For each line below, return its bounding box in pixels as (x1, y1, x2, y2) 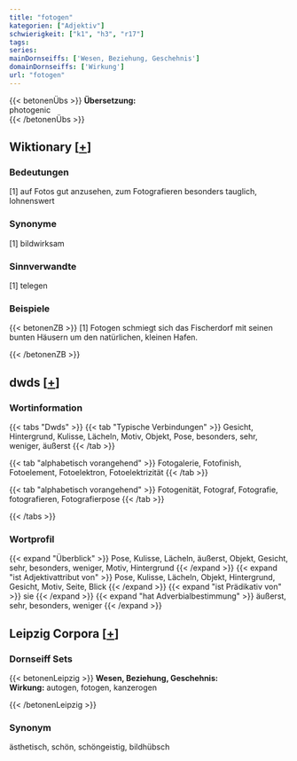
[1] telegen (9, 280, 49, 291)
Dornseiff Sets (9, 653, 73, 665)
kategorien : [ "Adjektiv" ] (9, 21, 105, 30)
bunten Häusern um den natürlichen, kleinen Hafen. (9, 332, 198, 342)
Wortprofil (9, 533, 55, 545)
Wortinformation (9, 401, 82, 413)
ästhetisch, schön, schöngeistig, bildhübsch (9, 741, 170, 752)
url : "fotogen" (9, 71, 66, 80)
